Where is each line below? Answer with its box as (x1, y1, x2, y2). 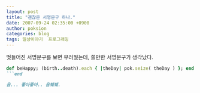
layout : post (6, 8, 39, 15)
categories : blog (6, 31, 50, 37)
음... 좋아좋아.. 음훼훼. (6, 82, 61, 88)
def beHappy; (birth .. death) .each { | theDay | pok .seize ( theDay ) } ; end (6, 66, 195, 72)
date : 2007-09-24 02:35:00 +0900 (6, 20, 90, 26)
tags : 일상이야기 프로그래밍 (6, 36, 69, 42)
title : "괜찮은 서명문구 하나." (6, 14, 76, 20)
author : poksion (6, 25, 47, 32)
